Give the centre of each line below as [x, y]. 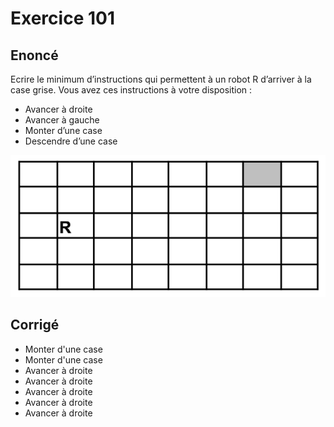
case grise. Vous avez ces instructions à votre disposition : [131, 90]
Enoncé [34, 55]
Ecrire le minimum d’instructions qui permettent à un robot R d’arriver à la [161, 79]
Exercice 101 [62, 18]
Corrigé [35, 325]
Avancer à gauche [62, 120]
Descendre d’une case [71, 141]
